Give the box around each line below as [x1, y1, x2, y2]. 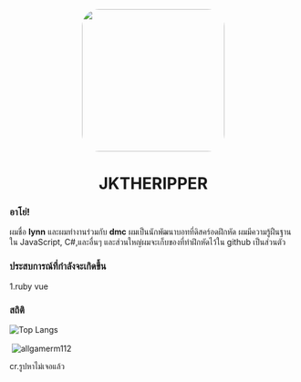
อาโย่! [9, 206, 30, 219]
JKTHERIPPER [99, 173, 208, 194]
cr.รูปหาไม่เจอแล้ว [9, 360, 66, 371]
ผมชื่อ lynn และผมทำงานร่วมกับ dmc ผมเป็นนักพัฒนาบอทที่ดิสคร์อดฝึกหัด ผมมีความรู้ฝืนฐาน [9, 226, 292, 237]
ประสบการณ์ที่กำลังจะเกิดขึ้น [9, 260, 107, 273]
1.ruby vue [9, 281, 48, 292]
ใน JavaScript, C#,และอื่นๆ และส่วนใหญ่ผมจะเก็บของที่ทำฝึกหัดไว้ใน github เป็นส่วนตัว [9, 237, 285, 248]
